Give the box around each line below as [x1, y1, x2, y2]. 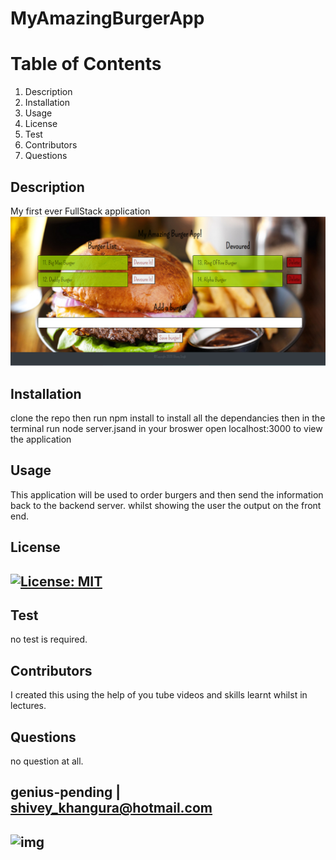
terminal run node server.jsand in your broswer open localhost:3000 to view [10, 422, 323, 434]
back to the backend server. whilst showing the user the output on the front [10, 499, 322, 511]
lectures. [10, 700, 47, 712]
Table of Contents [10, 53, 162, 76]
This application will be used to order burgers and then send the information [10, 488, 324, 501]
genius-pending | [10, 784, 122, 801]
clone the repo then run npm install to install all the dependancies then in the [10, 412, 326, 424]
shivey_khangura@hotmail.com [10, 800, 213, 817]
